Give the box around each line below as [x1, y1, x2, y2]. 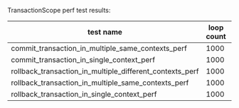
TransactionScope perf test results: [7, 6, 111, 14]
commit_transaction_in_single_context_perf [11, 55, 155, 64]
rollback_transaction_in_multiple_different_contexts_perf [11, 66, 199, 76]
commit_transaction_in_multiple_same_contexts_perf [11, 44, 187, 53]
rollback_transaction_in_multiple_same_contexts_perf [11, 78, 189, 88]
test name [87, 28, 123, 37]
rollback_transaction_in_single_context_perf [11, 90, 157, 99]
